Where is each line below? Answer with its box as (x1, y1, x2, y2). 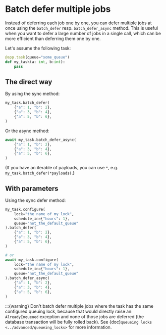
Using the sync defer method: (5, 197, 66, 203)
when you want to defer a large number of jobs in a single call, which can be (5, 30, 161, 36)
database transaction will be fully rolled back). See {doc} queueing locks (5, 319, 152, 325)
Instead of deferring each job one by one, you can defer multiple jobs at (5, 20, 152, 26)
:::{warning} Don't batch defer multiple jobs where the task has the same (5, 303, 154, 309)
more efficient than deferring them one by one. (5, 36, 101, 42)
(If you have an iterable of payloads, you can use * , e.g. (5, 165, 118, 171)
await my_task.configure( (5, 257, 58, 262)
